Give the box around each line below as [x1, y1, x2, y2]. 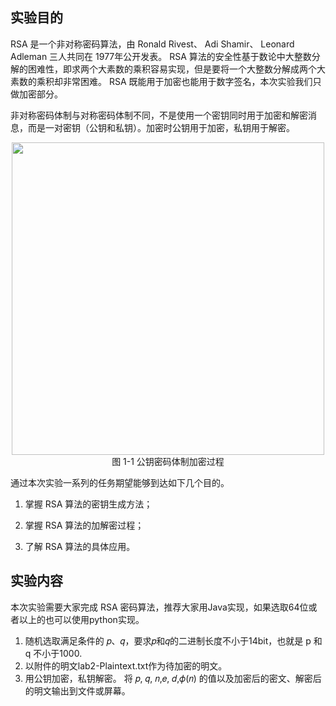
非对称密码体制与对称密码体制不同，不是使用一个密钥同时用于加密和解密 [10, 109, 308, 121]
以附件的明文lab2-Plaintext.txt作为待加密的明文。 [24, 659, 228, 672]
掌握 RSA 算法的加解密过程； [24, 519, 145, 531]
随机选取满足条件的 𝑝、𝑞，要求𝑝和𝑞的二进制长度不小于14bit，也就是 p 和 [24, 634, 323, 647]
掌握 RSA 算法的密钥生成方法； [24, 498, 153, 510]
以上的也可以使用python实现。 [18, 613, 145, 625]
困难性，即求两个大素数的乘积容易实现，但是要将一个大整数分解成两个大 [27, 63, 326, 75]
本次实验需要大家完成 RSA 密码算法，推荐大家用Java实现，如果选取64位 [10, 601, 309, 613]
